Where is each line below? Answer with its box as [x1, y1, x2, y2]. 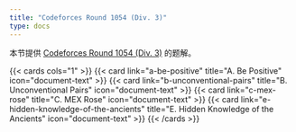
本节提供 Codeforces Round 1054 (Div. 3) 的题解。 [9, 47, 197, 58]
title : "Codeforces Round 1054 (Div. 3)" [9, 13, 168, 22]
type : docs [9, 22, 51, 31]
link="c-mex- [227, 84, 277, 95]
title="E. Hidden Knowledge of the [146, 103, 274, 114]
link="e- [240, 93, 272, 104]
